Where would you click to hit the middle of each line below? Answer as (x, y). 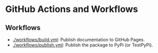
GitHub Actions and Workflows (72, 9)
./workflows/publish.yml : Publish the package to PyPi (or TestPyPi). (83, 45)
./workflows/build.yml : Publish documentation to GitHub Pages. (79, 39)
